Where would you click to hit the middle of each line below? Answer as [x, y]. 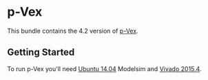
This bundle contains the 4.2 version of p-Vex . [73, 31]
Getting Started [41, 52]
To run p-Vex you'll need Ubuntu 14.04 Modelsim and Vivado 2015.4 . [104, 68]
